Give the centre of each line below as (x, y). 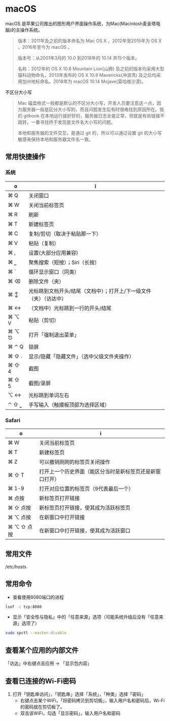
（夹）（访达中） (48, 298)
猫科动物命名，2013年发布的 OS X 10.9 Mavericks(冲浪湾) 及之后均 (87, 75)
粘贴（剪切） (44, 320)
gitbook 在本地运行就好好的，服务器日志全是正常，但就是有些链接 (92, 115)
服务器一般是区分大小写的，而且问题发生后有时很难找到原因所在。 (91, 109)
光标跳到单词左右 (49, 395)
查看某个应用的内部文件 (42, 650)
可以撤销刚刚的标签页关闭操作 (75, 462)
